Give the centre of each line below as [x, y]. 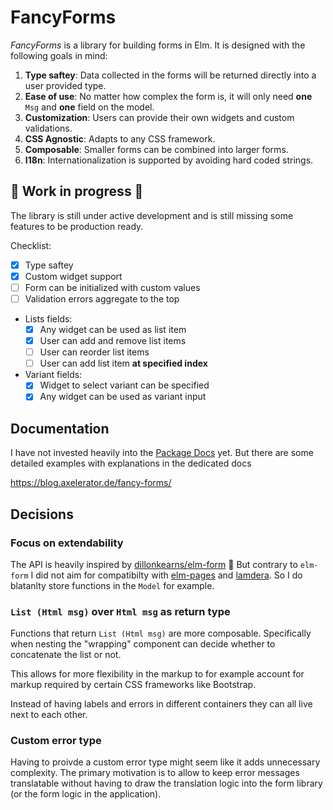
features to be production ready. [77, 226]
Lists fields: [48, 319]
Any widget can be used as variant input [123, 397]
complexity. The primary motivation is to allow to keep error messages [155, 773]
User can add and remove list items [113, 341]
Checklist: [31, 245]
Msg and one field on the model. [89, 107]
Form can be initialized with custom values [112, 287]
